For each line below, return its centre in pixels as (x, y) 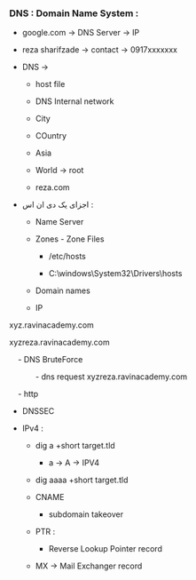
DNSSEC (38, 411)
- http (28, 394)
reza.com (52, 187)
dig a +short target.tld (75, 446)
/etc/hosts (67, 257)
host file (50, 84)
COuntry (51, 136)
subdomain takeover (86, 514)
